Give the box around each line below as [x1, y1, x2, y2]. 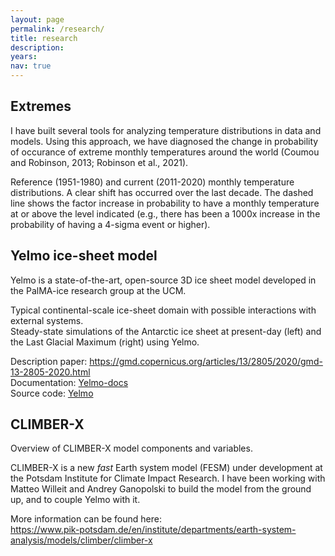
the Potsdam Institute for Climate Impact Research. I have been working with [10, 472, 326, 485]
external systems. [10, 314, 84, 326]
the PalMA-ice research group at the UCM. [10, 284, 187, 296]
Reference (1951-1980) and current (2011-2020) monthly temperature [10, 176, 295, 188]
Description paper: [10, 355, 88, 367]
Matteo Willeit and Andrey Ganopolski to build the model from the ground [10, 483, 312, 495]
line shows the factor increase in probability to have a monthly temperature [10, 197, 320, 209]
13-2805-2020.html [10, 366, 91, 378]
